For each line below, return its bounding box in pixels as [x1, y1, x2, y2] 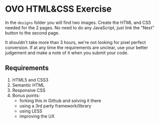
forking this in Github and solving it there [19, 98, 101, 103]
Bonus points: [12, 92, 40, 98]
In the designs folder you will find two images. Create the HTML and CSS [5, 20, 151, 25]
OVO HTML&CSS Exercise [5, 3, 112, 15]
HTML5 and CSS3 [12, 77, 49, 83]
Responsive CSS [12, 87, 46, 93]
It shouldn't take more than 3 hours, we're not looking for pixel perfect [5, 39, 146, 45]
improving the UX [19, 113, 55, 119]
